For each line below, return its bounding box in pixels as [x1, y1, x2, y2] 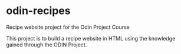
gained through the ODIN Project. [6, 41, 87, 48]
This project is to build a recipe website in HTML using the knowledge [6, 35, 176, 42]
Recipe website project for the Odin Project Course [6, 23, 130, 31]
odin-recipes [6, 4, 71, 18]
